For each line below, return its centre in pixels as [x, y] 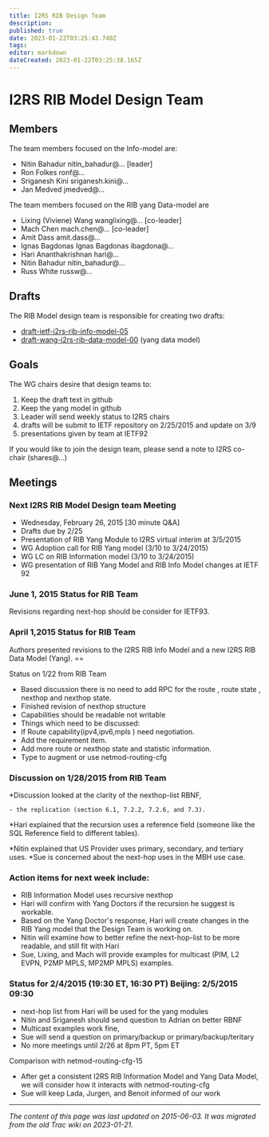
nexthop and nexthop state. [66, 698]
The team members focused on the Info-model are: [93, 148]
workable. [37, 912]
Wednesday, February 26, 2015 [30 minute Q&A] [100, 523]
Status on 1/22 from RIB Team [58, 674]
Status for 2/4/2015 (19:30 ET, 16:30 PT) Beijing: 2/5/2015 [124, 984]
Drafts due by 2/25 [51, 531]
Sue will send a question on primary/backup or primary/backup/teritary [137, 1036]
